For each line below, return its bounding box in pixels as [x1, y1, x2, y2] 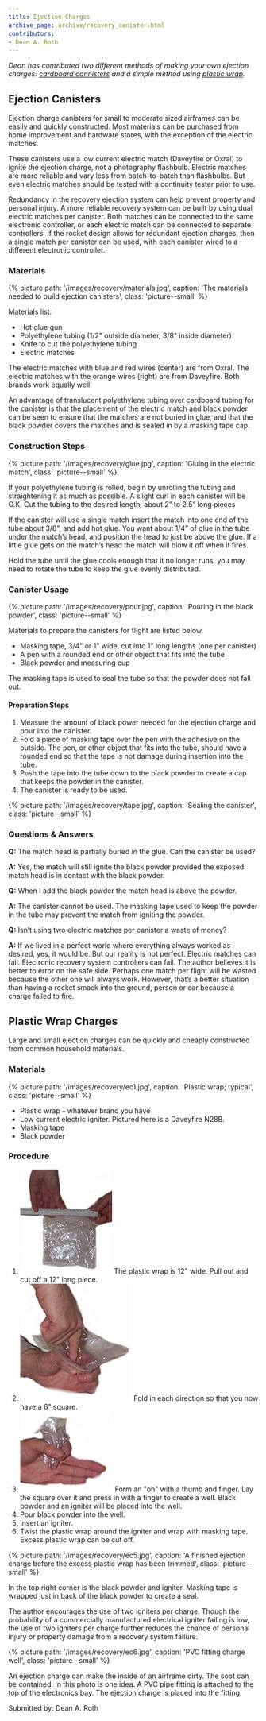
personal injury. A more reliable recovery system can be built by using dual [8, 203, 253, 213]
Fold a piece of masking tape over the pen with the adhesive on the [19, 735, 241, 744]
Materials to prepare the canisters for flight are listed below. [8, 625, 204, 635]
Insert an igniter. [19, 1518, 74, 1527]
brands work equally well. [8, 380, 93, 389]
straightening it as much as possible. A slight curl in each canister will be [8, 491, 246, 501]
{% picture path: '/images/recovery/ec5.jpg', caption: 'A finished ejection [8, 1550, 246, 1560]
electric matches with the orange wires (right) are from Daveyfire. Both [8, 372, 240, 381]
